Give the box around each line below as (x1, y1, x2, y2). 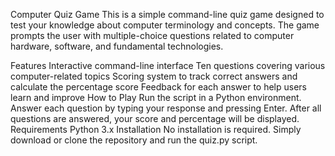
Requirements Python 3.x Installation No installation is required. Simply (10, 124, 302, 135)
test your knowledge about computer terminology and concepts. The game (10, 19, 320, 31)
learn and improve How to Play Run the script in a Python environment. (10, 92, 302, 103)
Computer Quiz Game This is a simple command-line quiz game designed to (10, 9, 325, 20)
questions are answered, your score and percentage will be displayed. (10, 113, 300, 124)
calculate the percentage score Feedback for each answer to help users (10, 81, 307, 93)
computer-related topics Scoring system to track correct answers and (10, 70, 298, 82)
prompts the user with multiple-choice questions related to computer (10, 30, 295, 41)
